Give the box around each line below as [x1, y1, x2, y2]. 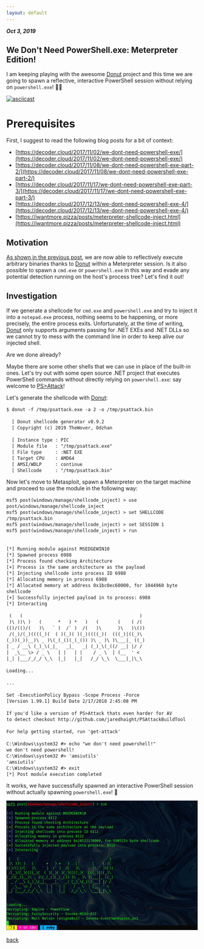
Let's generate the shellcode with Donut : [6, 394, 108, 401]
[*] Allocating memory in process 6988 [6, 576, 107, 582]
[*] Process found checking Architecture [6, 558, 113, 564]
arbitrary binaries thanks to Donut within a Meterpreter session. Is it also [6, 260, 187, 267]
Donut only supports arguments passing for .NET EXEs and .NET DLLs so [6, 326, 189, 333]
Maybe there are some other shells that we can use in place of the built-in [6, 363, 191, 370]
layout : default [6, 10, 47, 16]
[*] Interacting [6, 601, 47, 607]
